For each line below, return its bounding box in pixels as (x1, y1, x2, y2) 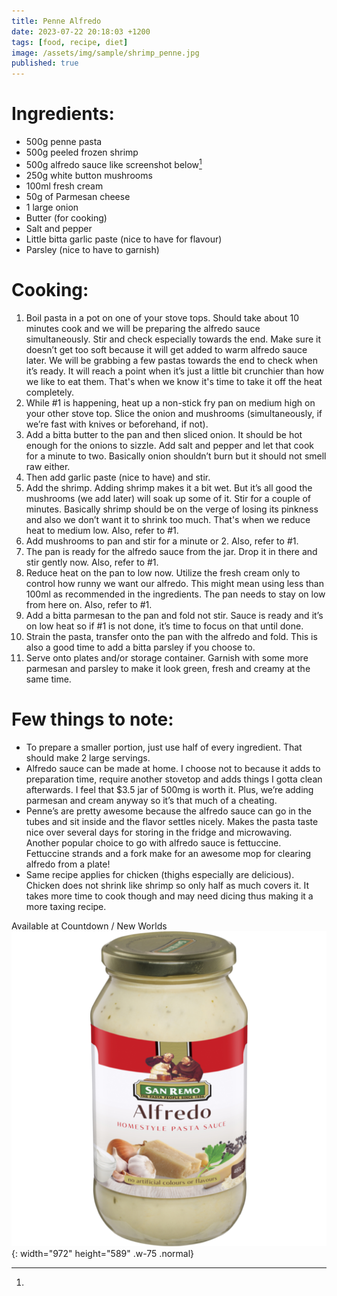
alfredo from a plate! (25, 858, 111, 870)
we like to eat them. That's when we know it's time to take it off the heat (25, 375, 323, 387)
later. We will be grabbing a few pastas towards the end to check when (25, 354, 318, 366)
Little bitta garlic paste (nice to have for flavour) (25, 233, 223, 245)
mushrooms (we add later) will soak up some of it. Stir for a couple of (25, 492, 311, 504)
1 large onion (25, 201, 79, 213)
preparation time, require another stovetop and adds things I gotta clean (25, 773, 323, 785)
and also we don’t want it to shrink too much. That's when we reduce (25, 513, 311, 525)
